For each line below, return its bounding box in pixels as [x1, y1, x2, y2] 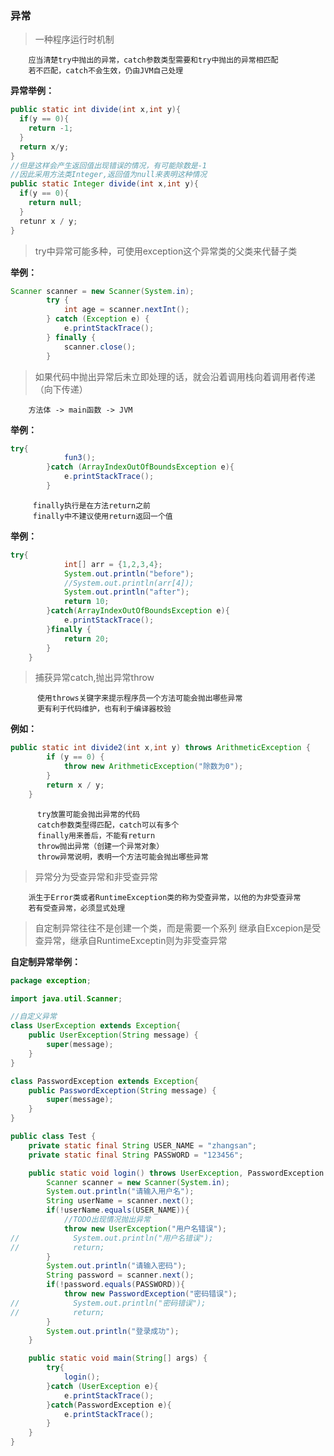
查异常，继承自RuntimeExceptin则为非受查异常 [34, 934, 228, 946]
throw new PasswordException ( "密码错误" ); [63, 1289, 238, 1299]
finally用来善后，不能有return [36, 830, 156, 841]
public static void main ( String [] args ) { [28, 1353, 208, 1364]
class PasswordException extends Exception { [10, 1076, 199, 1086]
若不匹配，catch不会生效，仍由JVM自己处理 [28, 66, 184, 76]
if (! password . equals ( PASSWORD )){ [46, 1280, 186, 1290]
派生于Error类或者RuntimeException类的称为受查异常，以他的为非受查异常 [28, 892, 302, 902]
